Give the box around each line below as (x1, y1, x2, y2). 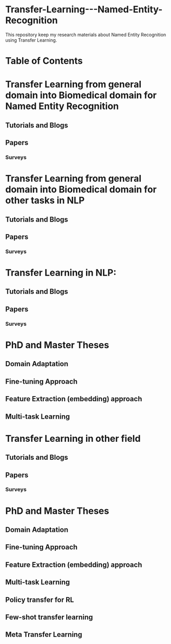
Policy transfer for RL (5, 595, 74, 604)
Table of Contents (5, 55, 83, 67)
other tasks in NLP (5, 194, 85, 206)
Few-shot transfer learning (5, 613, 93, 621)
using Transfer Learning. (5, 37, 57, 43)
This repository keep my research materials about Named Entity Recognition (5, 31, 166, 38)
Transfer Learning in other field (5, 433, 141, 444)
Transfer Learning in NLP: (5, 267, 117, 279)
